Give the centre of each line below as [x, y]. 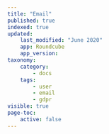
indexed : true [28, 27]
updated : [20, 34]
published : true [31, 21]
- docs [42, 73]
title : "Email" [30, 14]
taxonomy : [22, 60]
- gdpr [42, 100]
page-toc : [22, 113]
